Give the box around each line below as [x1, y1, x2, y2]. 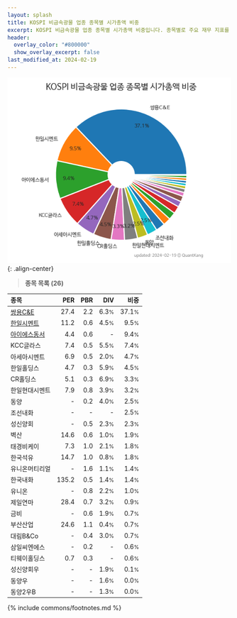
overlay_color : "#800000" [13, 41, 91, 49]
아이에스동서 [10, 330, 45, 338]
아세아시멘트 [10, 352, 45, 361]
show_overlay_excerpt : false [13, 49, 100, 56]
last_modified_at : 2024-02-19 [7, 57, 97, 64]
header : [7, 34, 31, 41]
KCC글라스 [10, 341, 41, 350]
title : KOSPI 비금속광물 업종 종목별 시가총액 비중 [7, 18, 140, 26]
